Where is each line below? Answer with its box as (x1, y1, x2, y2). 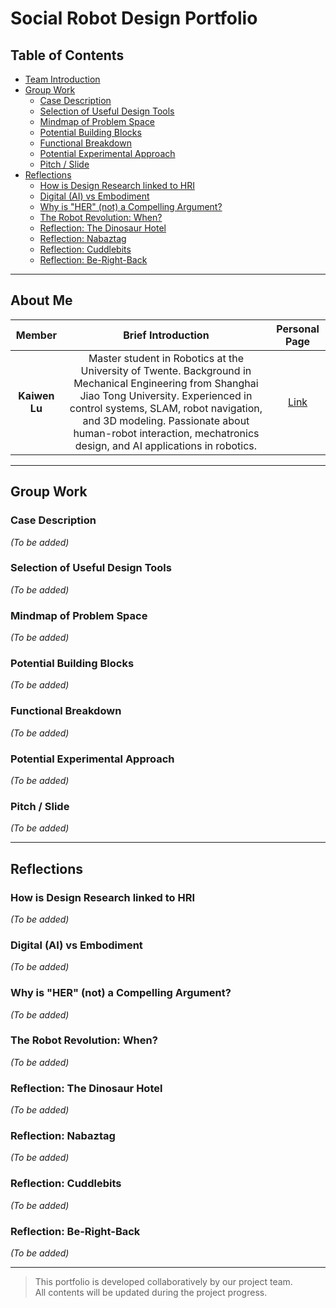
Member (15, 328, 57, 342)
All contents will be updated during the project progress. (34, 1287, 268, 1299)
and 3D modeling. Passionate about (82, 413, 250, 427)
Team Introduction (24, 73, 101, 85)
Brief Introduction (123, 328, 210, 342)
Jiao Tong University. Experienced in (79, 388, 253, 402)
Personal (276, 322, 320, 336)
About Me (10, 292, 73, 309)
